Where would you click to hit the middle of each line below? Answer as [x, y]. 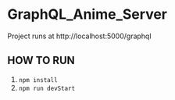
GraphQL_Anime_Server [87, 14]
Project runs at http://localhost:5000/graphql [79, 36]
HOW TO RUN [41, 61]
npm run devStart [47, 88]
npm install [38, 80]
